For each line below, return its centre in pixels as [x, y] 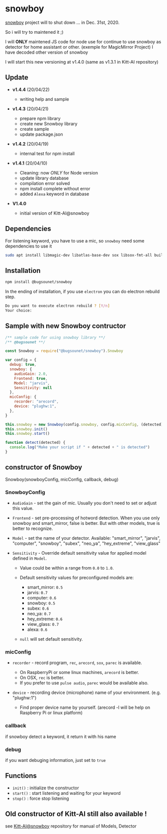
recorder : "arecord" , [36, 402]
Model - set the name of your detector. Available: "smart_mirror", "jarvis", [86, 538]
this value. [23, 508]
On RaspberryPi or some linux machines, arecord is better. [79, 672]
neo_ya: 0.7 [39, 614]
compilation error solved [45, 183]
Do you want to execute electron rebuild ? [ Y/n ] [58, 306]
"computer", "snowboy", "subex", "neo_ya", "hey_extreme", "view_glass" [86, 543]
